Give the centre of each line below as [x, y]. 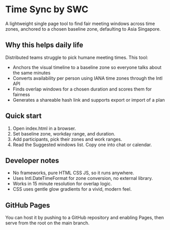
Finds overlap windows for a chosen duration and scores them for [82, 89]
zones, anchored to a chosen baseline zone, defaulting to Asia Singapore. [83, 29]
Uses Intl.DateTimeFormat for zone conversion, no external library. [83, 178]
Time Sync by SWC [47, 9]
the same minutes [31, 73]
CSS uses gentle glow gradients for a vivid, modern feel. [72, 189]
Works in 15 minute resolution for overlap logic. [62, 184]
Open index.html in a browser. [44, 128]
